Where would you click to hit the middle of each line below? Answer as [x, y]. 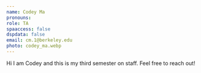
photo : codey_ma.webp [34, 46]
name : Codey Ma [26, 12]
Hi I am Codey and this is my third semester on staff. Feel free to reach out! [101, 63]
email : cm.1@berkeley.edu [39, 40]
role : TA [17, 23]
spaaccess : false [28, 29]
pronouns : [19, 18]
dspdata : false [26, 35]
